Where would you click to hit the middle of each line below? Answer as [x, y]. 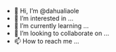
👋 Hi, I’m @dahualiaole [46, 11]
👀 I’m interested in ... [44, 18]
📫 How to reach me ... [46, 41]
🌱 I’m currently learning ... [51, 26]
